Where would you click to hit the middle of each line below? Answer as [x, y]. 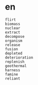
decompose [15, 36]
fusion [12, 49]
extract [13, 32]
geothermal [16, 66]
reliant [13, 78]
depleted [14, 53]
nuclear [13, 28]
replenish [15, 61]
